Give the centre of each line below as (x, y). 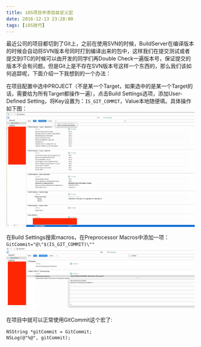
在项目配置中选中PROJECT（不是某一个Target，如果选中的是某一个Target (97, 86)
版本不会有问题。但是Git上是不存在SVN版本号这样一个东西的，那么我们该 (96, 66)
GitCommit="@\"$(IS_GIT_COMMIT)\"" (51, 245)
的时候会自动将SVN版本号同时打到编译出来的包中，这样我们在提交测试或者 (98, 51)
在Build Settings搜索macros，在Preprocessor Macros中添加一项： (88, 237)
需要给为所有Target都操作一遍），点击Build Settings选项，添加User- (100, 94)
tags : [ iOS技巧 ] (25, 25)
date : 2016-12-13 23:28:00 (40, 19)
